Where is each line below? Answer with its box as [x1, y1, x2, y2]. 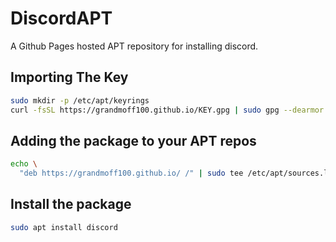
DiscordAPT [10, 7, 113, 30]
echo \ [10, 159, 38, 169]
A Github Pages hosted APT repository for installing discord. [10, 40, 259, 52]
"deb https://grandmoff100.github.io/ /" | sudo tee [19, 168, 244, 179]
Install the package [10, 196, 132, 213]
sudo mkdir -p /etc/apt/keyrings [10, 95, 150, 106]
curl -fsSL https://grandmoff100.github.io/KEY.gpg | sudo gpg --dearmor [10, 105, 325, 115]
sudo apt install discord [10, 222, 118, 232]
